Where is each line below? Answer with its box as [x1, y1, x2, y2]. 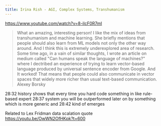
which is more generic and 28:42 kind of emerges [5, 101, 105, 107]
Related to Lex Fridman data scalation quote [5, 110, 93, 116]
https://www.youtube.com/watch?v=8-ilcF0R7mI [5, 20, 102, 26]
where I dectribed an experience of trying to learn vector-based [16, 61, 145, 66]
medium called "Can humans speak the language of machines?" [16, 55, 145, 61]
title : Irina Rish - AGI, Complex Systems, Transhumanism [5, 7, 125, 12]
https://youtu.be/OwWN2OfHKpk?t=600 [5, 115, 86, 121]
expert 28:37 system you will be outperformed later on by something [18, 95, 156, 102]
